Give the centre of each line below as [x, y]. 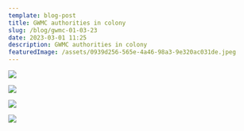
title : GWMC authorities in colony [67, 23]
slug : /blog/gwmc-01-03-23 [53, 30]
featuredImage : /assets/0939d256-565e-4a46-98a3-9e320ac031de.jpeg [122, 52]
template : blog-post [43, 15]
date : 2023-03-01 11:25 [48, 37]
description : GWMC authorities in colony [78, 45]
